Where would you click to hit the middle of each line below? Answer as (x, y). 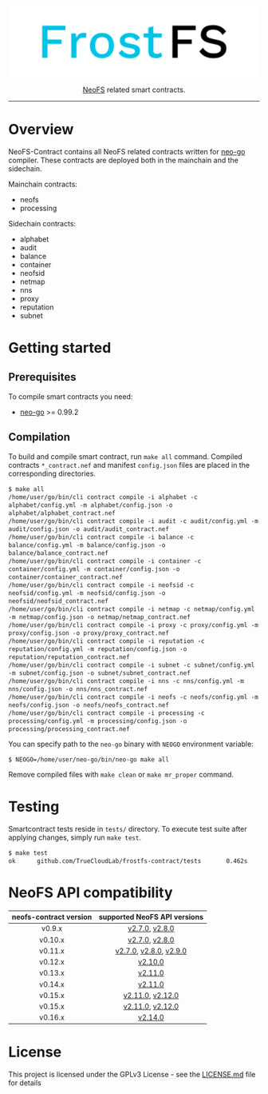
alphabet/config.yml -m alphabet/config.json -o (91, 505)
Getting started (60, 348)
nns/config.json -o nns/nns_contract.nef (78, 689)
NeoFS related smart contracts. (134, 90)
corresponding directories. (52, 473)
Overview (41, 130)
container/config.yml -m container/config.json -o (94, 569)
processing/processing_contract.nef (69, 729)
